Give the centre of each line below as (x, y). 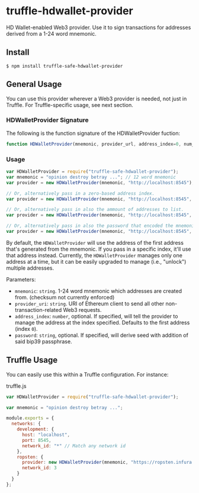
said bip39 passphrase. (43, 341)
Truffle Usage (32, 360)
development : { (36, 429)
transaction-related (38, 309)
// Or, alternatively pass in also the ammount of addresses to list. (95, 210)
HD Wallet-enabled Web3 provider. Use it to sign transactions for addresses (99, 27)
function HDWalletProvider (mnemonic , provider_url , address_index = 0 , (94, 144)
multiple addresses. (30, 268)
